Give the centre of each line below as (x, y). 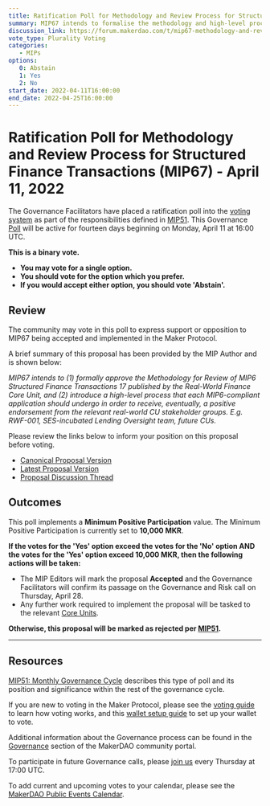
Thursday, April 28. (51, 595)
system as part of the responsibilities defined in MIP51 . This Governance (128, 220)
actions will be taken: (45, 563)
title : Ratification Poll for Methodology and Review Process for (122, 16)
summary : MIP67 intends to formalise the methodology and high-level (127, 23)
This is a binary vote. (44, 252)
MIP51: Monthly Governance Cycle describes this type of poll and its (121, 681)
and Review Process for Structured (127, 155)
